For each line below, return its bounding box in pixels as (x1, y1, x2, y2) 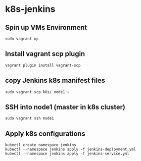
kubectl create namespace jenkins (5, 143, 77, 148)
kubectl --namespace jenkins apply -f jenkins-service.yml (5, 151, 130, 157)
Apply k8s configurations (5, 129, 86, 138)
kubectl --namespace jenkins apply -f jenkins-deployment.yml (5, 147, 136, 152)
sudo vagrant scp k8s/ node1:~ (5, 89, 70, 95)
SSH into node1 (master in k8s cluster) (5, 103, 125, 111)
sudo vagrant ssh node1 (5, 116, 54, 121)
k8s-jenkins (5, 3, 55, 15)
